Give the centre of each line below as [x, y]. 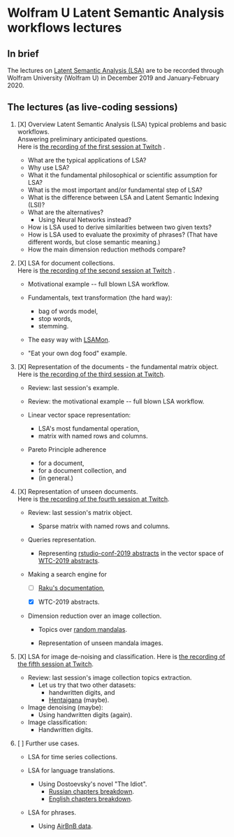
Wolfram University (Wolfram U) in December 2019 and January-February [114, 78]
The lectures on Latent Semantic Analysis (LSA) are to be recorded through [116, 70]
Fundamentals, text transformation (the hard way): [100, 297]
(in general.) [56, 478]
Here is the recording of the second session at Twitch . [96, 270]
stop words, [55, 318]
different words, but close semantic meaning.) [94, 242]
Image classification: [57, 722]
